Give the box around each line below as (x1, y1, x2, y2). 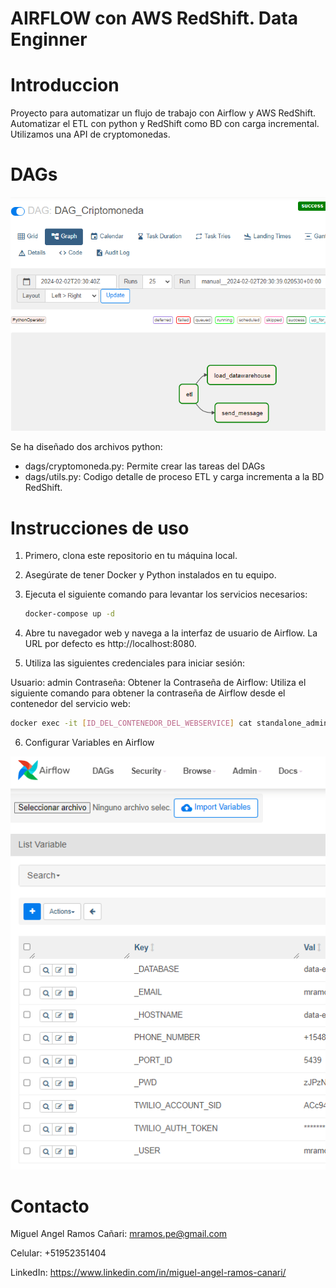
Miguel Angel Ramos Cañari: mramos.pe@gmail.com (10, 1228, 228, 1240)
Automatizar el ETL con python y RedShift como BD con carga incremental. (10, 118, 320, 130)
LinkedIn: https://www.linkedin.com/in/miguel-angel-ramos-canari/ (10, 1267, 287, 1279)
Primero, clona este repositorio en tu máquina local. (24, 550, 238, 562)
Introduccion (10, 74, 120, 97)
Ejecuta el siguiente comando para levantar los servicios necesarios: (24, 588, 308, 601)
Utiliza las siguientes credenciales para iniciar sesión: (24, 657, 245, 669)
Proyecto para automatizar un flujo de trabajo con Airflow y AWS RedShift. (10, 107, 317, 119)
